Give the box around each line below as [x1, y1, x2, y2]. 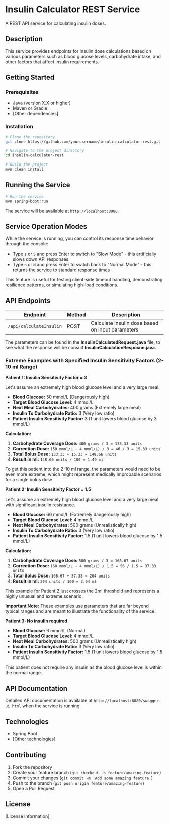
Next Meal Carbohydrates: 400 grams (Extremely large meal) [12, 405, 141, 411]
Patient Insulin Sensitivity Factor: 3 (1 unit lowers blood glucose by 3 [12, 416, 157, 422]
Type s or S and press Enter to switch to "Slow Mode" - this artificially [12, 251, 157, 257]
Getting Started [5, 73, 55, 82]
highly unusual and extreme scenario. [5, 593, 83, 599]
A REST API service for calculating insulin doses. [5, 20, 106, 26]
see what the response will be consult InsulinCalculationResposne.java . [5, 345, 156, 351]
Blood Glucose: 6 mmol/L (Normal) [12, 628, 86, 634]
